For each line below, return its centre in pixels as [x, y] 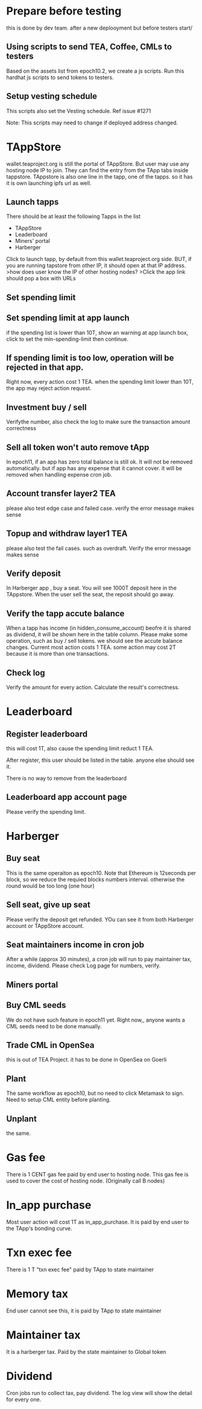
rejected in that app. [45, 367]
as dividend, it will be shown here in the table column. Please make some [97, 634]
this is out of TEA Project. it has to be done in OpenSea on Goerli [87, 1060]
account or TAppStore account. [45, 926]
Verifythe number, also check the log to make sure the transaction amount [98, 422]
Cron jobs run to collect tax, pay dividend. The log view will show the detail [99, 1393]
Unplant [22, 1119]
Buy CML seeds [36, 1005]
